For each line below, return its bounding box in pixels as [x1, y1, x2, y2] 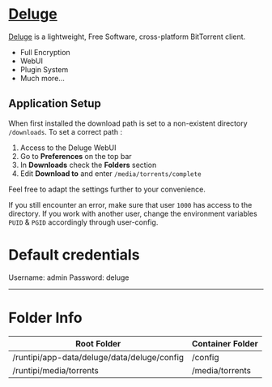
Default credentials [8, 245, 140, 264]
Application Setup [8, 97, 101, 110]
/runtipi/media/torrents [12, 364, 100, 376]
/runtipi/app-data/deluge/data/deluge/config [12, 351, 185, 363]
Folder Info [8, 308, 83, 327]
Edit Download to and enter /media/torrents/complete [19, 168, 202, 178]
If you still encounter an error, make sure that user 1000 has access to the [8, 200, 253, 209]
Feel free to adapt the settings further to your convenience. [8, 184, 206, 194]
